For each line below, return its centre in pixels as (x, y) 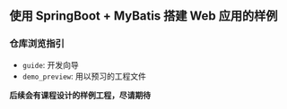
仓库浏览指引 (37, 44)
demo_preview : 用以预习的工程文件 (84, 76)
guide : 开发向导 (50, 64)
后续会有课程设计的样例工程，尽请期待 (80, 95)
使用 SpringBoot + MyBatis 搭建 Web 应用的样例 (143, 16)
